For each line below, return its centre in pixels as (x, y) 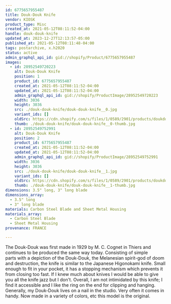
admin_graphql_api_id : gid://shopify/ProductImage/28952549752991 (86, 157)
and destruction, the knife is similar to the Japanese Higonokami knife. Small (85, 263)
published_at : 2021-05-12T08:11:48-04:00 (50, 43)
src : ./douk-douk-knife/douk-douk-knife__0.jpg (66, 110)
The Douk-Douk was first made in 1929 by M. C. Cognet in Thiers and (78, 247)
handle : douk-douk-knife (32, 34)
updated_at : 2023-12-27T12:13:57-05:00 (48, 39)
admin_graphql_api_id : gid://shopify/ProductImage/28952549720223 (86, 95)
